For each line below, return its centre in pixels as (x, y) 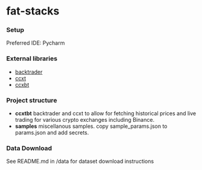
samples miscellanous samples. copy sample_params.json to (91, 126)
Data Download (29, 148)
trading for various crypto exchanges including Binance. (85, 120)
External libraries (32, 58)
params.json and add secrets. (52, 133)
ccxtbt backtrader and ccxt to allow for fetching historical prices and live (106, 113)
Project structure (32, 100)
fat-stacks (33, 11)
